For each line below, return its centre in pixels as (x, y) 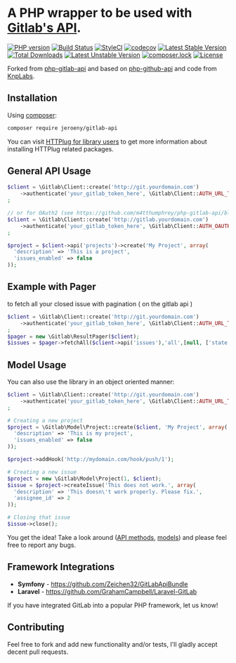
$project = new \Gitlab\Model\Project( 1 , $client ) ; (84, 479)
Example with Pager (52, 287)
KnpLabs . (21, 76)
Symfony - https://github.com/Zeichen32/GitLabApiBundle (103, 584)
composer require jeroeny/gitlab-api (63, 128)
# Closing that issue (39, 518)
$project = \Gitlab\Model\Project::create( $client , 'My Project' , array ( (118, 427)
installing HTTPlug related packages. (60, 149)
